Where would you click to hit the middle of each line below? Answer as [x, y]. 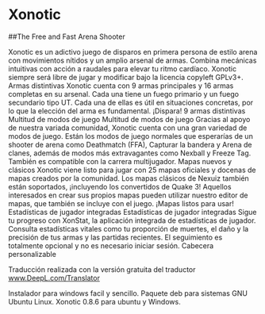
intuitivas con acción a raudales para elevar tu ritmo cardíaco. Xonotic [122, 68]
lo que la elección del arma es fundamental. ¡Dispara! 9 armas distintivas [127, 111]
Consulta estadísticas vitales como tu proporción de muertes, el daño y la [129, 228]
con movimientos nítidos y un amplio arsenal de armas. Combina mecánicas [132, 60]
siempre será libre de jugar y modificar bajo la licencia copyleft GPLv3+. [126, 77]
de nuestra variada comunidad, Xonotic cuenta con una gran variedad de [128, 128]
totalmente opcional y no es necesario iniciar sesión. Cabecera [111, 245]
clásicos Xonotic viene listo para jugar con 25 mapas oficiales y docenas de [132, 170]
